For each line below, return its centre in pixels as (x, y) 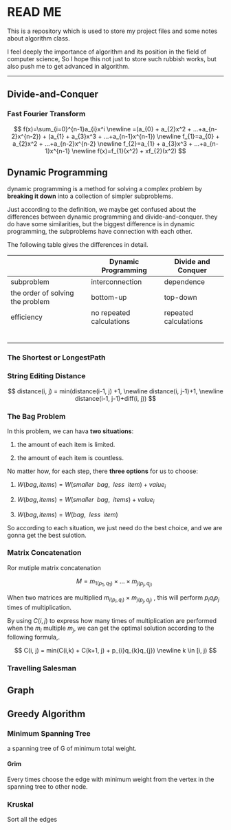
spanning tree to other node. (47, 787)
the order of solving (42, 293)
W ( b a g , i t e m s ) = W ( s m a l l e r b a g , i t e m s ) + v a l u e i (86, 500)
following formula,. (34, 637)
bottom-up (109, 298)
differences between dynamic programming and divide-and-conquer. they (112, 217)
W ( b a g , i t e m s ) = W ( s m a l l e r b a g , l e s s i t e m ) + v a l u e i (91, 485)
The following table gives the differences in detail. (78, 245)
